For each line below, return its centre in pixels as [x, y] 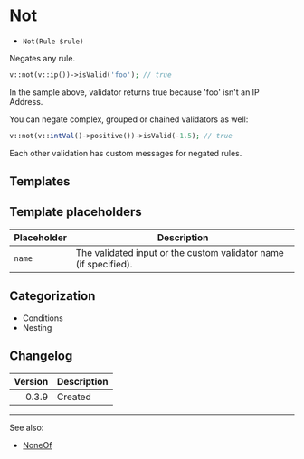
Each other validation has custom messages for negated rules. [126, 153]
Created [75, 397]
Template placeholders [76, 212]
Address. [26, 101]
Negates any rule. [42, 58]
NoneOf [37, 445]
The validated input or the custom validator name [180, 252]
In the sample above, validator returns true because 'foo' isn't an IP [134, 92]
